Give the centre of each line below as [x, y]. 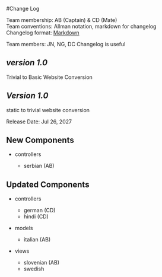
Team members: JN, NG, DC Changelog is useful [66, 44]
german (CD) [39, 211]
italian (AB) [37, 240]
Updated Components [48, 184]
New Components [40, 140]
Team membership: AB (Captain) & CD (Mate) [62, 20]
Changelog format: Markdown [43, 33]
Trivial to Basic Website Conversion [50, 77]
